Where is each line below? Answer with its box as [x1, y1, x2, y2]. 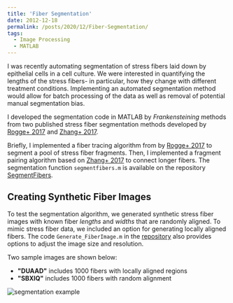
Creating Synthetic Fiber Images [7, 191, 152, 203]
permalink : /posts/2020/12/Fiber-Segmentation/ [7, 23, 149, 30]
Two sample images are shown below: [7, 253, 118, 261]
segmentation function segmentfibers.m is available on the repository [7, 164, 206, 171]
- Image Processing [13, 36, 71, 43]
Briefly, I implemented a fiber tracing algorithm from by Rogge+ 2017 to [7, 141, 213, 149]
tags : [7, 29, 23, 37]
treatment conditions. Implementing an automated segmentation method [7, 85, 216, 92]
